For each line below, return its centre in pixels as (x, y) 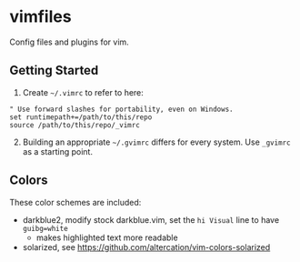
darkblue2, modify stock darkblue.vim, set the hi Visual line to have (151, 219)
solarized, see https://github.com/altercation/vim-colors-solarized (146, 247)
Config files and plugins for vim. (69, 42)
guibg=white (45, 228)
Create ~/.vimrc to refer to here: (83, 92)
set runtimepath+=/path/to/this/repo (81, 117)
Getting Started (54, 71)
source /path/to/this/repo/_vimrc (75, 125)
